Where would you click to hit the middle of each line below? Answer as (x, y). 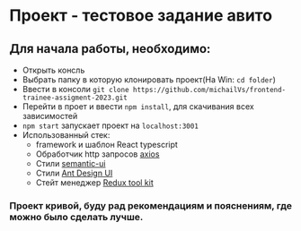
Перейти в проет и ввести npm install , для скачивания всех (138, 107)
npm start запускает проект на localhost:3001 (111, 125)
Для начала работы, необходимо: (110, 49)
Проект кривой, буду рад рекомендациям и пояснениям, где (151, 205)
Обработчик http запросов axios (97, 154)
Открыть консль (53, 70)
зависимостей (50, 116)
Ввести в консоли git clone (75, 89)
